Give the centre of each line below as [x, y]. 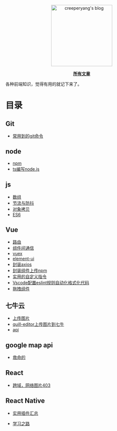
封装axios [22, 264]
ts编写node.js [26, 169]
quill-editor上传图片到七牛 [38, 324]
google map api [29, 345]
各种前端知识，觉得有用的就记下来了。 [44, 84]
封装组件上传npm [30, 271]
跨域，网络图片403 [31, 385]
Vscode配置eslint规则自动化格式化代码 [51, 283]
